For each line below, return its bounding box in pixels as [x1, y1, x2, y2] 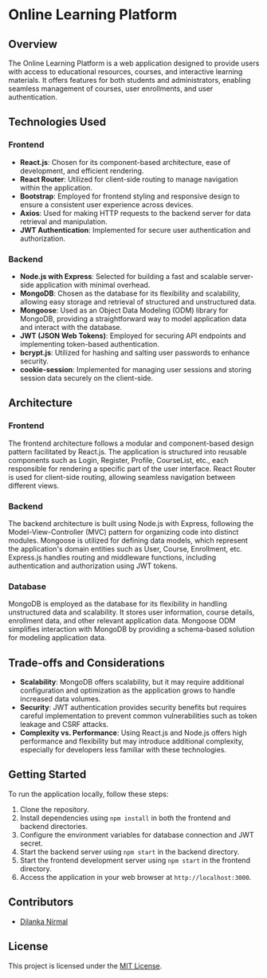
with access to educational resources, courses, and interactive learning [8, 67, 243, 77]
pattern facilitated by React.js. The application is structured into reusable [8, 446, 247, 456]
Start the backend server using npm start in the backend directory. [19, 846, 240, 856]
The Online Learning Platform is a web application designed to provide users [8, 58, 260, 68]
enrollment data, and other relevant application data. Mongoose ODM [8, 616, 236, 626]
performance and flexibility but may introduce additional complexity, [19, 736, 245, 746]
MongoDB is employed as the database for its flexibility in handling [8, 599, 227, 609]
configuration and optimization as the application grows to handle [19, 685, 236, 695]
